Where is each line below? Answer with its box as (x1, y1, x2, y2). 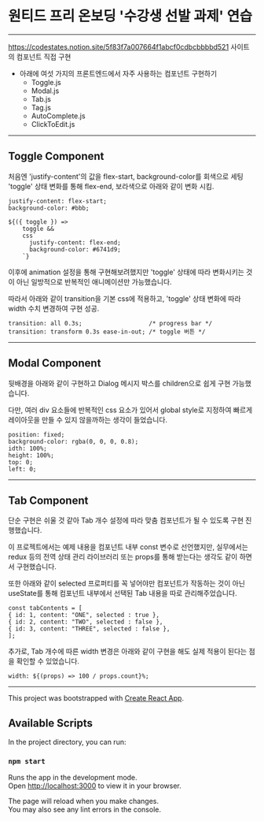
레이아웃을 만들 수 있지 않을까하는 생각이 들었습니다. (8, 415, 167, 424)
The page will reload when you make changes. (8, 797, 159, 806)
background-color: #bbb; (8, 204, 90, 212)
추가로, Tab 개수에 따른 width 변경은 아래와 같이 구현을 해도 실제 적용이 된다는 (8, 647, 247, 656)
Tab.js (31, 94, 51, 103)
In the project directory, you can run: (8, 738, 126, 747)
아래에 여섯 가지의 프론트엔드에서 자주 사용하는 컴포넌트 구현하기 (19, 69, 218, 78)
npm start (8, 757, 46, 766)
